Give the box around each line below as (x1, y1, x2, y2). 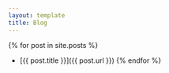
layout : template (8, 11, 66, 20)
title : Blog (8, 19, 47, 27)
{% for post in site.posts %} (8, 40, 99, 49)
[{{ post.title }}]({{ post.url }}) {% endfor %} (19, 56, 162, 65)
